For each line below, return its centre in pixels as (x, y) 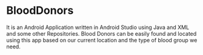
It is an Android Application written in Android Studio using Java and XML (98, 27)
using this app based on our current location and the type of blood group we (102, 40)
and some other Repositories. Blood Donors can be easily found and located (101, 33)
